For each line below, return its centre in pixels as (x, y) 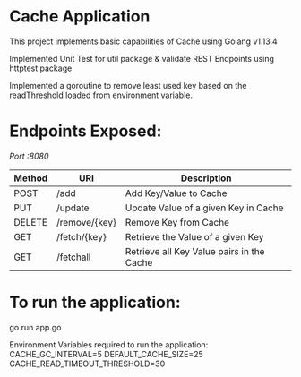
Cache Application (80, 17)
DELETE (30, 222)
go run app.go (35, 327)
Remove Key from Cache (177, 222)
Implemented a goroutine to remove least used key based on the (128, 85)
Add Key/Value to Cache (176, 193)
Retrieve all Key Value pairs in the (195, 251)
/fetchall (74, 257)
